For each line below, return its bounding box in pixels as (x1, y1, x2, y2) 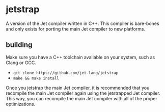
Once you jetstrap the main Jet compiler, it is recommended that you (6, 85, 150, 91)
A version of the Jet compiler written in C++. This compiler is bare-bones (6, 20, 159, 26)
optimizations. (6, 101, 36, 107)
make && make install (13, 75, 59, 81)
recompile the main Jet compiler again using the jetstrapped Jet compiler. (6, 90, 160, 96)
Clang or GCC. (6, 60, 36, 66)
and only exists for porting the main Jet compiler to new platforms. (6, 25, 146, 32)
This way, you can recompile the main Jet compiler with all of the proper (6, 95, 157, 101)
